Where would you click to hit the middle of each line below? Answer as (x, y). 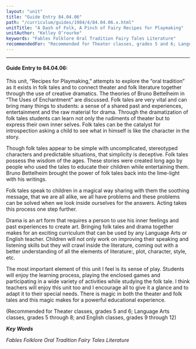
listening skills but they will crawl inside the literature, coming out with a (92, 245)
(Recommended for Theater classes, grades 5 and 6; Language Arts (88, 311)
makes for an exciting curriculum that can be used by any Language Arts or (97, 233)
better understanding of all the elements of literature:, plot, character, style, (96, 252)
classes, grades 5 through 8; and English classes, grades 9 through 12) (91, 317)
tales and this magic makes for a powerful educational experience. (86, 300)
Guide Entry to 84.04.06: (37, 68)
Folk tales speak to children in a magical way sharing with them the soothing (98, 191)
